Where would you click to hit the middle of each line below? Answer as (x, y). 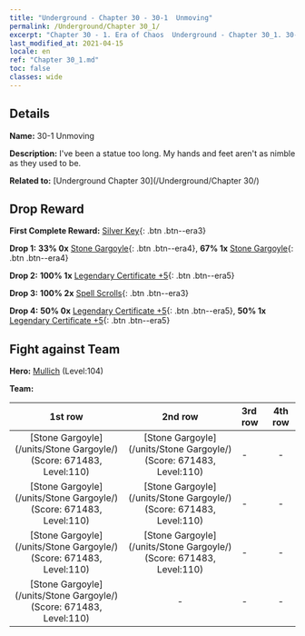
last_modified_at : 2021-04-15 (67, 43)
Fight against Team (65, 349)
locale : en (30, 52)
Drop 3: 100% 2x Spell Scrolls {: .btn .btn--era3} (99, 293)
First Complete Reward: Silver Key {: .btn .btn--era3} (108, 231)
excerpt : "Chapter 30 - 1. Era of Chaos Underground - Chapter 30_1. (146, 35)
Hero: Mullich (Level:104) (57, 371)
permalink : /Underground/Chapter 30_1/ (85, 26)
